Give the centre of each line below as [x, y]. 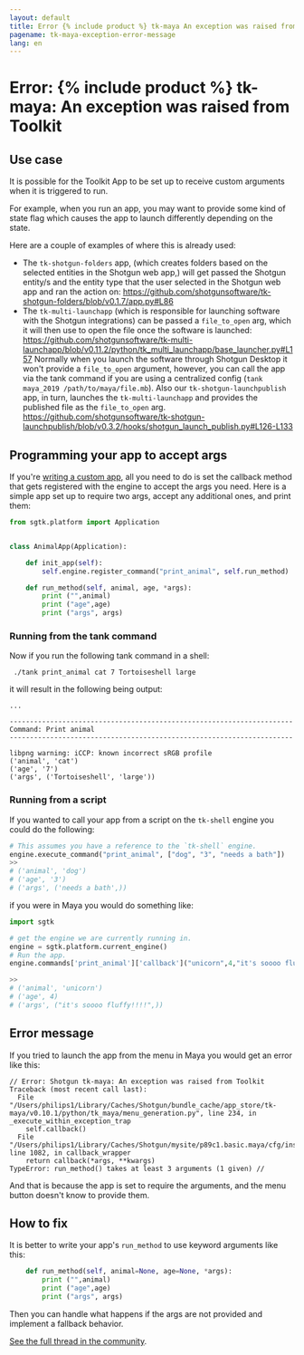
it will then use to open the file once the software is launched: [137, 331]
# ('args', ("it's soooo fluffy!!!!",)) [87, 1005]
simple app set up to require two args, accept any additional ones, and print [150, 496]
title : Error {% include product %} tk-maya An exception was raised [143, 26]
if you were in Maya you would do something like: [102, 905]
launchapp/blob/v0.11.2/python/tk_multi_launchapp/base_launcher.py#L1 [157, 350]
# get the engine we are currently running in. [101, 938]
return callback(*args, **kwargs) [90, 1160]
